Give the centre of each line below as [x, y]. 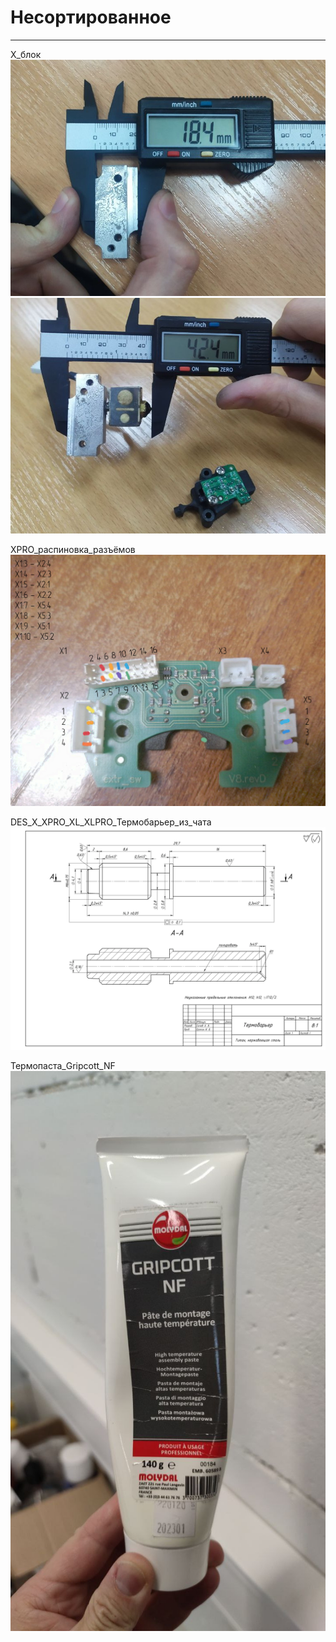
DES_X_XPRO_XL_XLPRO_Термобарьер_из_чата [111, 822]
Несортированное [91, 17]
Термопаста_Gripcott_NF [63, 1066]
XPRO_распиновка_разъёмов [73, 550]
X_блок [26, 54]
